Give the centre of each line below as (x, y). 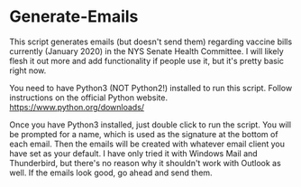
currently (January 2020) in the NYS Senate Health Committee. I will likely (146, 51)
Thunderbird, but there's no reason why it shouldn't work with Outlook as (145, 163)
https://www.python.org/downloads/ (77, 107)
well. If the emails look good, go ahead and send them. (111, 173)
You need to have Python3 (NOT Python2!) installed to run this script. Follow (151, 88)
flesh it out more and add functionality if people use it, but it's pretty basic (147, 61)
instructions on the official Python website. (89, 98)
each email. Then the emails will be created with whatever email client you (147, 144)
